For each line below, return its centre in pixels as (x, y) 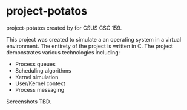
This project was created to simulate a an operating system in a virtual (94, 39)
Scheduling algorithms (43, 70)
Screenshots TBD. (29, 102)
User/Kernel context (40, 83)
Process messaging (40, 89)
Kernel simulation (37, 77)
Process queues (35, 64)
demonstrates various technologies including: (63, 52)
